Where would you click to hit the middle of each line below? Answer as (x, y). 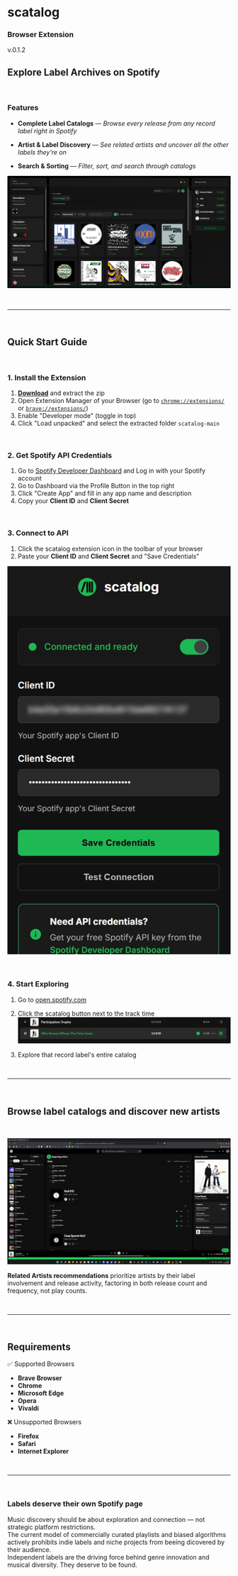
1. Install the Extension (47, 378)
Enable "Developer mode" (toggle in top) (77, 415)
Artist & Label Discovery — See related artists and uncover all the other (123, 144)
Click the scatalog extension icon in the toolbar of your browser (110, 549)
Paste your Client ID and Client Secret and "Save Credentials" (108, 556)
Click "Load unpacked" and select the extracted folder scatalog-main (118, 423)
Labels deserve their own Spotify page (75, 1504)
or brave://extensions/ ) (53, 408)
